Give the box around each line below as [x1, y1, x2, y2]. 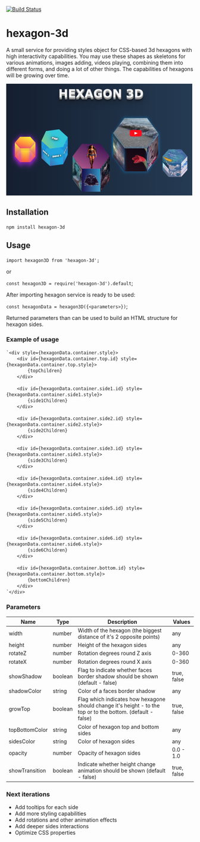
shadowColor [8, 688, 42, 695]
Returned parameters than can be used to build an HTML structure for [6, 314, 178, 321]
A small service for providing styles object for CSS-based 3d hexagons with [6, 46, 192, 53]
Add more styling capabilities [14, 810, 86, 817]
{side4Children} [27, 487, 68, 493]
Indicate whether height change [77, 761, 156, 768]
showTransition [8, 767, 46, 774]
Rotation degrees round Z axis [77, 649, 152, 657]
